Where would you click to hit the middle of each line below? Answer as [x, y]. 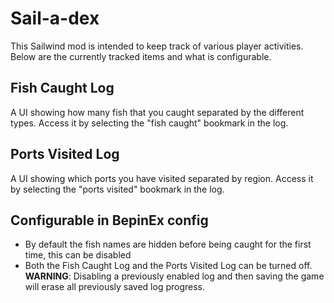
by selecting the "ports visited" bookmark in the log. [117, 189]
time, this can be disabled [78, 255]
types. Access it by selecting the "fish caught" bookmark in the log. [149, 123]
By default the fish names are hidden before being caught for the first [168, 244]
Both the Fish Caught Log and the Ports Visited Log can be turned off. [168, 266]
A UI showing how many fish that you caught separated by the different [157, 112]
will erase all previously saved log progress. [115, 287]
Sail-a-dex [55, 18]
